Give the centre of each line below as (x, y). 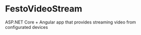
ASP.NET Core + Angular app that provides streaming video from (70, 22)
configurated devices (26, 27)
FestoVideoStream (44, 9)
